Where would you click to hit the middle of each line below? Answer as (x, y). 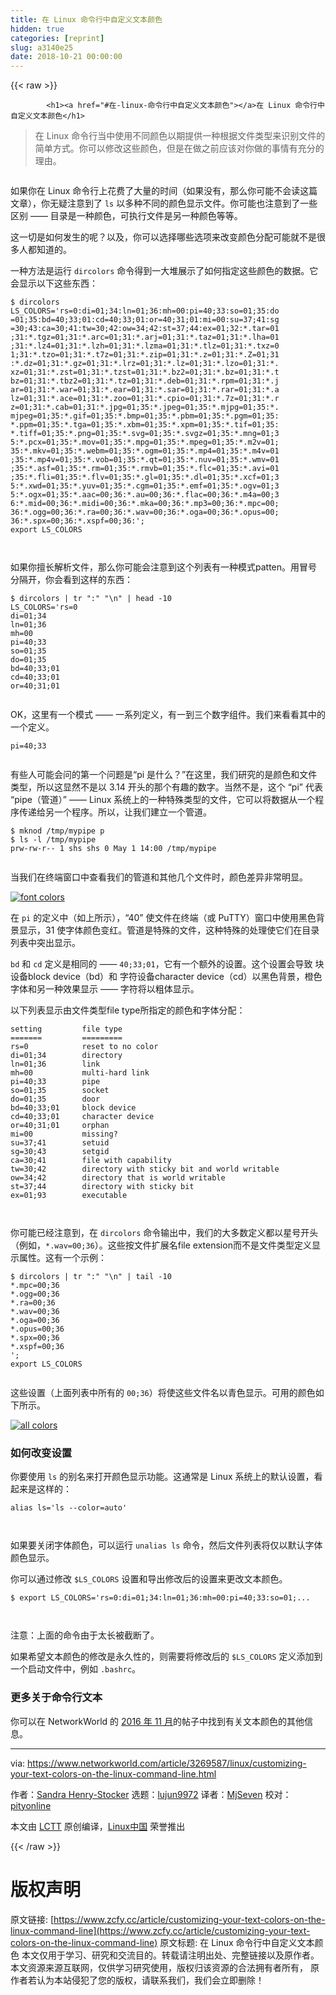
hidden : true (37, 29)
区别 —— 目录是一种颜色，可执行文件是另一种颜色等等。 (126, 216)
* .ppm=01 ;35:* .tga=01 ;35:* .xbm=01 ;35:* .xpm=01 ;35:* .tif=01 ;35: (145, 425)
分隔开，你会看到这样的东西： (71, 580)
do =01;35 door (55, 1099)
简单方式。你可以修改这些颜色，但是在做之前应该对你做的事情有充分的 (179, 148)
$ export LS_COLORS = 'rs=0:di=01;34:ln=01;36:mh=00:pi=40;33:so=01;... (160, 1598)
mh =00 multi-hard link (80, 1073)
